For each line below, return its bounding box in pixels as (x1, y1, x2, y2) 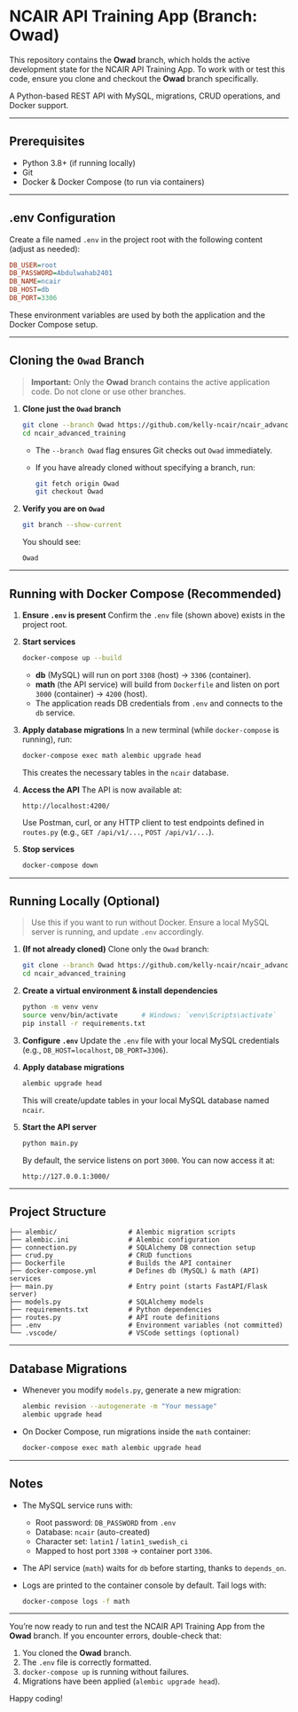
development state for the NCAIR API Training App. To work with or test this (9, 64, 286, 75)
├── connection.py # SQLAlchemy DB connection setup (9, 1243, 255, 1252)
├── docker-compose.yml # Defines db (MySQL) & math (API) (9, 1266, 260, 1275)
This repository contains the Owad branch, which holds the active (9, 54, 250, 65)
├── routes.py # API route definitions (9, 1314, 220, 1322)
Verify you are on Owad (21, 503, 105, 514)
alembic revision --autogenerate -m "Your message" (21, 1402, 217, 1411)
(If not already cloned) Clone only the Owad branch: (21, 943, 210, 955)
